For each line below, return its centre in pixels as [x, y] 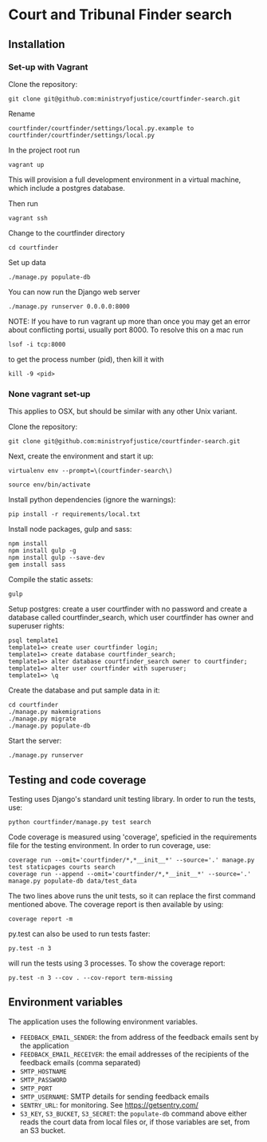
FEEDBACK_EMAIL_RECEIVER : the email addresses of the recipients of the [134, 1054]
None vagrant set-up [49, 394]
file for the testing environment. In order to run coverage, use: [110, 845]
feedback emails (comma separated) [80, 1062]
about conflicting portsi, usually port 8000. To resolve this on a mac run [126, 330]
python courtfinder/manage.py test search [80, 822]
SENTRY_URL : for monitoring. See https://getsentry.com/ [109, 1104]
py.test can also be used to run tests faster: [79, 934]
